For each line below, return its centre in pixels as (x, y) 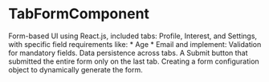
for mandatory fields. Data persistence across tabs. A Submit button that (128, 53)
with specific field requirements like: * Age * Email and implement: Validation (135, 44)
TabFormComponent (79, 14)
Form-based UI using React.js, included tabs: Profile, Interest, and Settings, (133, 36)
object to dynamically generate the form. (75, 69)
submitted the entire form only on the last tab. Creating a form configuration (134, 61)
